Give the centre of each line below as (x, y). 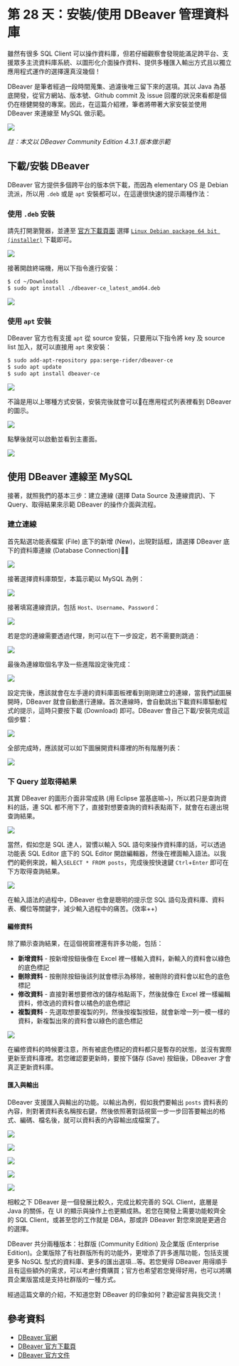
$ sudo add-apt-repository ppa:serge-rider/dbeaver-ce (90, 360)
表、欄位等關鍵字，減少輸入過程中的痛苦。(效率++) (83, 909)
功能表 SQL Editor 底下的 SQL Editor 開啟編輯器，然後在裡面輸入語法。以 (114, 854)
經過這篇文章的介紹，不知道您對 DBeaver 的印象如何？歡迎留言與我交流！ (115, 1294)
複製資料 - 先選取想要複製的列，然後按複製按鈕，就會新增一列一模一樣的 (124, 1012)
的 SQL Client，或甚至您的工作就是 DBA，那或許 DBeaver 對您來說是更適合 (117, 1219)
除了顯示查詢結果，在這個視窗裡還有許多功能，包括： (85, 944)
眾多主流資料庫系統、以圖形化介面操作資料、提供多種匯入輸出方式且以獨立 (122, 62)
